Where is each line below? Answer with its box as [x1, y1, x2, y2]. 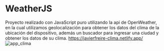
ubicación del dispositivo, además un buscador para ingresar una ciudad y [5, 30, 159, 36]
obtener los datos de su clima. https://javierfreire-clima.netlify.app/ [5, 35, 143, 41]
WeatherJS [5, 3, 52, 14]
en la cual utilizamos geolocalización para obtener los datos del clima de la [5, 24, 159, 30]
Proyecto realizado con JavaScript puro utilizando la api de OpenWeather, [5, 19, 157, 25]
